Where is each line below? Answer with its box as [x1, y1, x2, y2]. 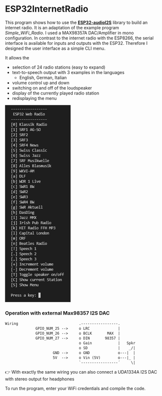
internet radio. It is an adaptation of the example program [5, 24, 119, 30]
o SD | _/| [79, 346, 136, 351]
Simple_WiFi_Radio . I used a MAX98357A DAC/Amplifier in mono [5, 30, 134, 36]
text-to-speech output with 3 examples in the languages [12, 69, 125, 75]
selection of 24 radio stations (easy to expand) [12, 64, 106, 70]
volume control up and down [12, 79, 69, 86]
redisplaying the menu [12, 95, 57, 101]
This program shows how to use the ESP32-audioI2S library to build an [5, 19, 148, 25]
